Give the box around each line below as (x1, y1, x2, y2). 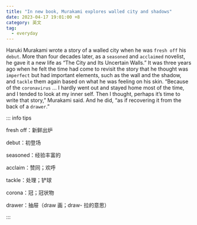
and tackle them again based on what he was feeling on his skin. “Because (6, 78, 189, 85)
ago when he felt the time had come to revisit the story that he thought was (6, 65, 188, 72)
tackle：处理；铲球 (6, 177, 52, 184)
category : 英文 (6, 19, 42, 25)
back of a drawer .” (6, 103, 50, 110)
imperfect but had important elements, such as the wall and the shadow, (6, 72, 182, 79)
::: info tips (6, 114, 32, 121)
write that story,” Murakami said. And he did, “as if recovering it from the (6, 97, 182, 104)
